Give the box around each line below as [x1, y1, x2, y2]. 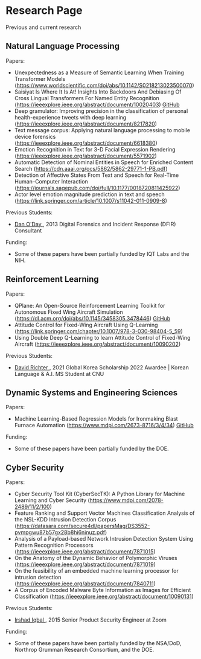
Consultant [14, 227, 42, 234]
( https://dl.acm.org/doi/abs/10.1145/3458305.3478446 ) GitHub [14, 314, 170, 322]
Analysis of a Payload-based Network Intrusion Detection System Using [14, 535, 194, 543]
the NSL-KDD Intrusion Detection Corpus [14, 516, 116, 523]
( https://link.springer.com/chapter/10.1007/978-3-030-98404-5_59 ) [14, 327, 183, 335]
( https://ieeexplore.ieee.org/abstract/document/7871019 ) [14, 561, 156, 568]
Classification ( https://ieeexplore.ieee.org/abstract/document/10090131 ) [14, 593, 194, 600]
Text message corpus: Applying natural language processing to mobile [14, 126, 191, 133]
